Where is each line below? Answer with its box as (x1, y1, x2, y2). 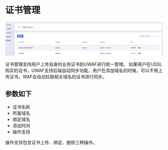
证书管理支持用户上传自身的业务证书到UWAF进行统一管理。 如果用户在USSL (5, 61, 162, 67)
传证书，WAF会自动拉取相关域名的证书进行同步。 (5, 73, 107, 80)
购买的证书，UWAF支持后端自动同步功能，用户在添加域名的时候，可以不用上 (5, 67, 163, 73)
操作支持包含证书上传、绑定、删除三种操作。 (5, 139, 97, 145)
